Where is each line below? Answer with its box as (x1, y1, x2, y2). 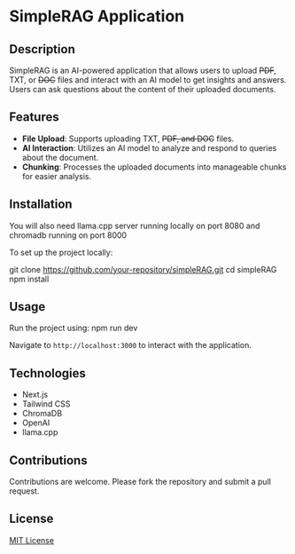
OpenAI (21, 417, 50, 428)
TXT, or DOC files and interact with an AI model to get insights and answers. (9, 75, 287, 85)
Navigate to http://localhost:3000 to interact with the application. (9, 340, 252, 351)
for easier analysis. (21, 170, 92, 181)
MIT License (9, 534, 55, 545)
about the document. (21, 152, 99, 162)
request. (9, 486, 40, 496)
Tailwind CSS (21, 399, 71, 409)
